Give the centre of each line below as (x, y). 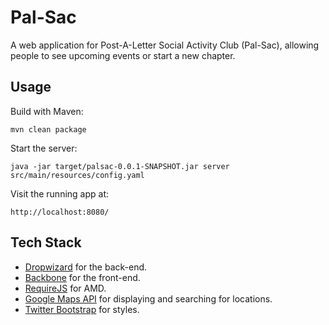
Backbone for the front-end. (82, 277)
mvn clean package (48, 129)
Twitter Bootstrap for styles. (82, 309)
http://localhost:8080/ (60, 212)
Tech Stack (46, 242)
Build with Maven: (47, 111)
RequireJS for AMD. (65, 288)
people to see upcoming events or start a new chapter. (123, 55)
